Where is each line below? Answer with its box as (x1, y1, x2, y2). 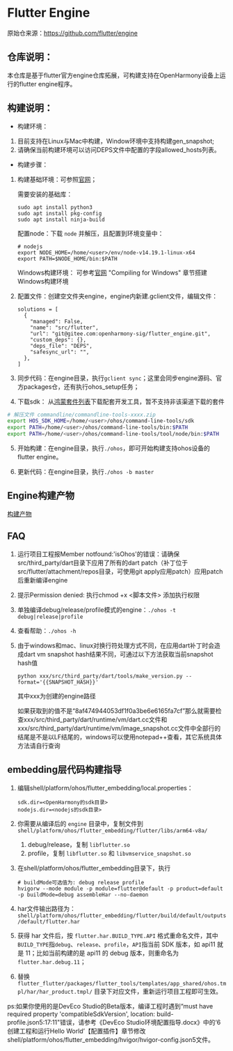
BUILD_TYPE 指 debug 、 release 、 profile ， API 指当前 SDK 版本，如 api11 (17, 939, 216, 949)
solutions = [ (17, 305, 58, 313)
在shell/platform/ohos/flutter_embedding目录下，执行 (17, 864, 171, 872)
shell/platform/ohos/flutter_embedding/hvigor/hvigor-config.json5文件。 (7, 1035, 214, 1043)
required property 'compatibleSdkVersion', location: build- (7, 1009, 174, 1018)
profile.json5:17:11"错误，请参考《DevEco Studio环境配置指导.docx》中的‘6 (7, 1018, 221, 1026)
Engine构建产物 (7, 490, 75, 502)
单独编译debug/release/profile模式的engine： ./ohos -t (17, 605, 176, 614)
